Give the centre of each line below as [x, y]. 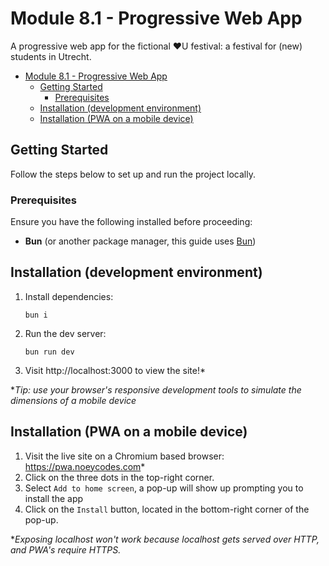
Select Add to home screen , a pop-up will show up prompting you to [164, 488]
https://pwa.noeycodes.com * [85, 466]
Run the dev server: [65, 333]
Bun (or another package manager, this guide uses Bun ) [140, 241]
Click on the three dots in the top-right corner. [119, 477]
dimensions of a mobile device [73, 400]
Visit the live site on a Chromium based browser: [124, 456]
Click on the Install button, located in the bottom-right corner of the [167, 509]
